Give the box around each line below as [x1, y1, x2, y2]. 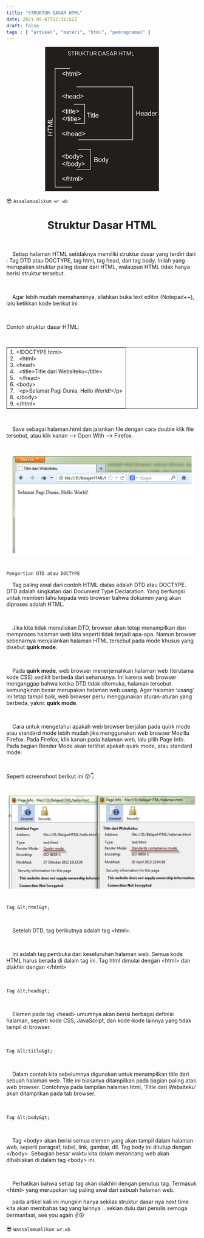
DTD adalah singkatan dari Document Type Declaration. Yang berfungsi [6, 588, 185, 595]
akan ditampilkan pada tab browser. [6, 1090, 96, 1097]
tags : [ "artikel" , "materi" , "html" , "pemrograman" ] [6, 29, 151, 35]
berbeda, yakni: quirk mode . [6, 700, 78, 706]
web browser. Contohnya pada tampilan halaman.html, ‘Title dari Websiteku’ [6, 1084, 197, 1091]
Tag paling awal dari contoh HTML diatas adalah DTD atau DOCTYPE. [12, 581, 186, 588]
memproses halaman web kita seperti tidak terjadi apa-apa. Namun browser [6, 631, 197, 638]
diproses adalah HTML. [6, 600, 65, 608]
